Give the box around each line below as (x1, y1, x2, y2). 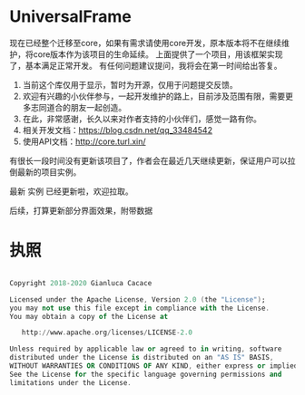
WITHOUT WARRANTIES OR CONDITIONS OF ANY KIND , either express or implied (9, 361, 299, 371)
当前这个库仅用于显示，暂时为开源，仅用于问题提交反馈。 (22, 79, 238, 90)
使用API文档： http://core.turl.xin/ (22, 136, 147, 147)
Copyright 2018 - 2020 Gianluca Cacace (9, 278, 152, 287)
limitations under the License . (9, 378, 132, 387)
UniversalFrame (9, 6, 132, 27)
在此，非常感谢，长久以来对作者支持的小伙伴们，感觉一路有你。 (22, 113, 261, 124)
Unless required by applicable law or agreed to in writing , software (9, 344, 282, 354)
